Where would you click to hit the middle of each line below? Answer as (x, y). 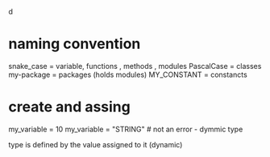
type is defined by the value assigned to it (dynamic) (96, 144)
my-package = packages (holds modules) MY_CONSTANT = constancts (128, 74)
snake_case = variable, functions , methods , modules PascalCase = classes (135, 66)
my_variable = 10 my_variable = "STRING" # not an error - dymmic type (126, 129)
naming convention (75, 44)
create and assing (69, 107)
